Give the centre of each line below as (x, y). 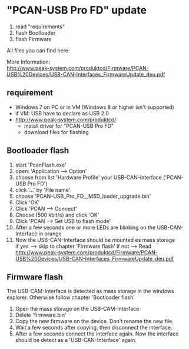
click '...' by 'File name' (43, 190)
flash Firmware (33, 39)
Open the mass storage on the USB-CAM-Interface (77, 309)
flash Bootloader (35, 32)
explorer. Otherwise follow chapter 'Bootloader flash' (71, 297)
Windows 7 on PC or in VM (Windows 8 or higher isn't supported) (94, 107)
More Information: (29, 62)
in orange (50, 234)
